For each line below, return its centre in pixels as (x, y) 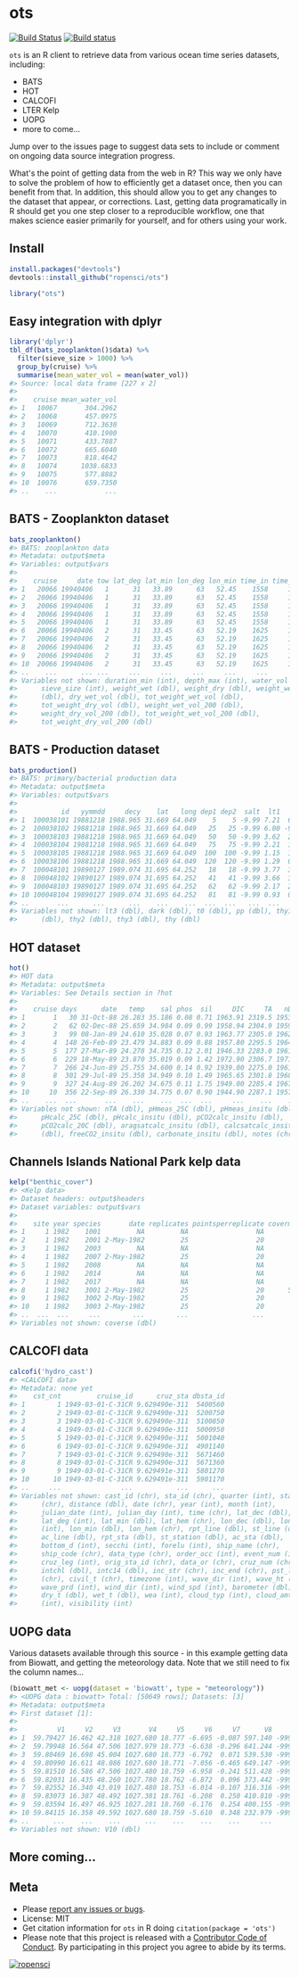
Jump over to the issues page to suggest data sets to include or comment (145, 146)
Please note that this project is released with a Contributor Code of (144, 1937)
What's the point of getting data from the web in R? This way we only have (145, 173)
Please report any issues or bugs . (84, 1908)
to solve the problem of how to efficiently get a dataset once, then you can (146, 182)
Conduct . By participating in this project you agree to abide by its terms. (154, 1947)
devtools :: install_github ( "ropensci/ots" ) (89, 277)
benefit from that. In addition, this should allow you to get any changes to (143, 192)
